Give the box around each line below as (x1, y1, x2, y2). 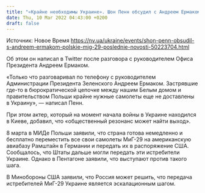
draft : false (6, 20, 40, 26)
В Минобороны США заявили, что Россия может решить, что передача (6, 174, 192, 181)
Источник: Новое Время (6, 37, 70, 44)
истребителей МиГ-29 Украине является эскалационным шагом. (6, 180, 176, 188)
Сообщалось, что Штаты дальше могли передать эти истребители (6, 149, 180, 156)
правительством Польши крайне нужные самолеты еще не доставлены (6, 93, 195, 100)
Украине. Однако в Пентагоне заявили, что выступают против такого (6, 155, 187, 163)
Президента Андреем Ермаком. (6, 61, 90, 69)
